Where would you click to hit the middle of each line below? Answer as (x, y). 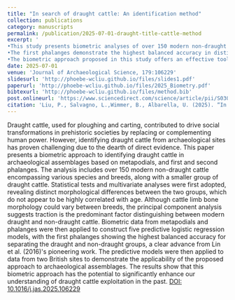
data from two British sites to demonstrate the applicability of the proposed (115, 259)
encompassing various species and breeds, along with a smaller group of (113, 177)
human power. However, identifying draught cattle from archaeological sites (116, 139)
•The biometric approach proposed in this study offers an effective (111, 60)
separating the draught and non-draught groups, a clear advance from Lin (114, 244)
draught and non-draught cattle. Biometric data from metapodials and (108, 221)
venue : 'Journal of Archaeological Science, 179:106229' (92, 72)
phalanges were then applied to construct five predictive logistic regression (116, 229)
